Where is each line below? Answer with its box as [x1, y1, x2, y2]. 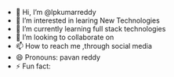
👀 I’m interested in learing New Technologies [15, 16, 161, 25]
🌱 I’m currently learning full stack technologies [15, 24, 166, 33]
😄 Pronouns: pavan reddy [15, 53, 100, 62]
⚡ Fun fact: [15, 61, 51, 71]
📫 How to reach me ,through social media [15, 42, 153, 50]
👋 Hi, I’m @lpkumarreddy [15, 8, 96, 16]
